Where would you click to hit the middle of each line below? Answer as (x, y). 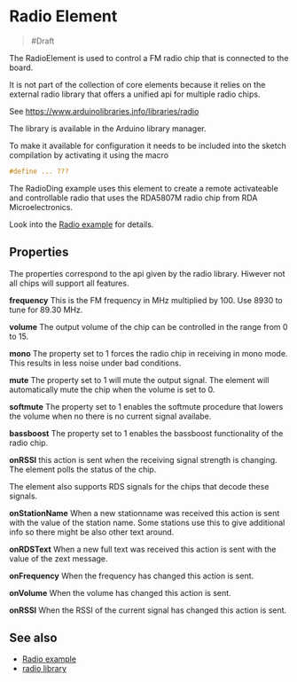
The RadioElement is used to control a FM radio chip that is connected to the (149, 58)
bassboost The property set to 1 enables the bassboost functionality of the (146, 433)
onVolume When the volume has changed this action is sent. (121, 592)
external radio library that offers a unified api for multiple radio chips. (135, 94)
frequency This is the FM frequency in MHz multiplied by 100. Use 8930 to (146, 300)
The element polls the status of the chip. (83, 469)
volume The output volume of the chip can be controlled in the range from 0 (148, 326)
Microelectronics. (41, 207)
